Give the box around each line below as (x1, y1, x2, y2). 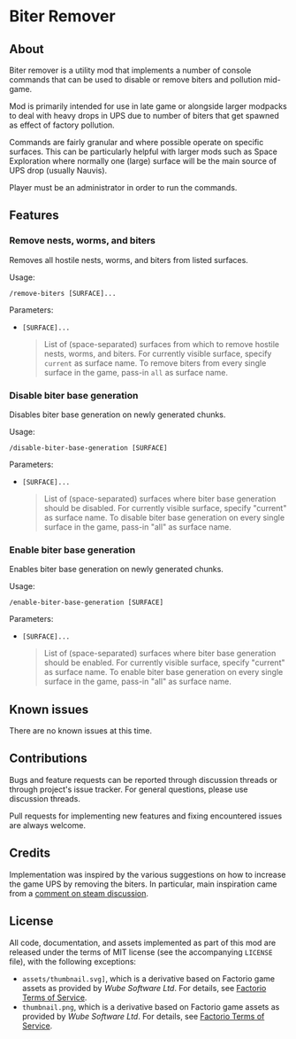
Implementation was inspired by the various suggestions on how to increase (9, 869, 286, 880)
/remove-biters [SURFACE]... (9, 289, 117, 298)
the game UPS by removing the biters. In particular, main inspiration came (9, 879, 277, 889)
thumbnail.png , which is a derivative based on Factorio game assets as (21, 1001, 280, 1012)
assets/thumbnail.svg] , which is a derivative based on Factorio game (21, 973, 276, 984)
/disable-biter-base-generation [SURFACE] (9, 443, 168, 453)
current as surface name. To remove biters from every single (43, 357, 267, 368)
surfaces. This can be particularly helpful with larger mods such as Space (9, 146, 278, 157)
